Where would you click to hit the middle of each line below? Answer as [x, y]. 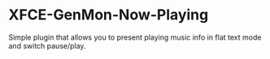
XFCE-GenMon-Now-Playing [109, 15]
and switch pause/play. [47, 45]
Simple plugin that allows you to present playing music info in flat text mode [135, 37]
